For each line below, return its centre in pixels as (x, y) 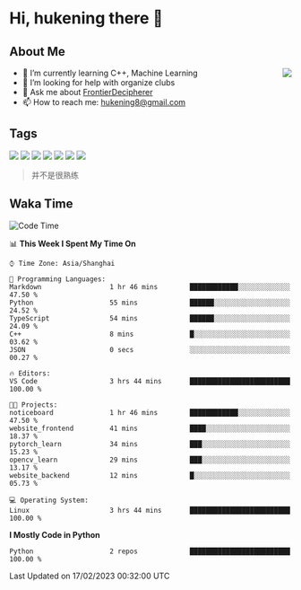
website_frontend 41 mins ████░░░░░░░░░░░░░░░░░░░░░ (150, 428)
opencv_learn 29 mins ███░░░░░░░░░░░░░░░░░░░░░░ (150, 460)
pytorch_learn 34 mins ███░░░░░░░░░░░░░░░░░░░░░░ (150, 444)
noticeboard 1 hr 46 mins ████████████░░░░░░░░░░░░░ (150, 412)
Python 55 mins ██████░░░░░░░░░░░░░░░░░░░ (150, 303)
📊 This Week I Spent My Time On (73, 243)
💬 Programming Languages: (57, 279)
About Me (37, 52)
